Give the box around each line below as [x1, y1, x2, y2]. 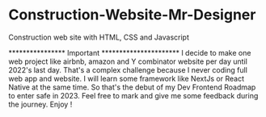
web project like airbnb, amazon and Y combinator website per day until [8, 56, 248, 66]
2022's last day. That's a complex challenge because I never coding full [8, 65, 248, 74]
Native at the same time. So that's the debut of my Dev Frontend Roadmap [8, 82, 256, 92]
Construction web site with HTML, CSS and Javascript [8, 32, 190, 42]
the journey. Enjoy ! [8, 99, 73, 109]
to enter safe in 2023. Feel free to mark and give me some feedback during [8, 90, 259, 100]
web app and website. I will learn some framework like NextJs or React [8, 73, 245, 83]
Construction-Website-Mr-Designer [8, 6, 256, 24]
